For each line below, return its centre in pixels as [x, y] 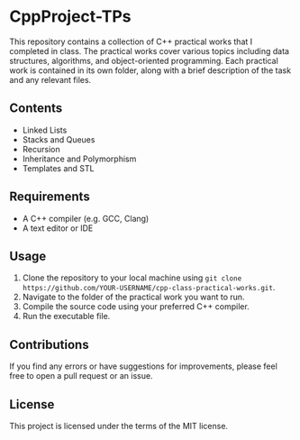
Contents [36, 109]
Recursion [41, 149]
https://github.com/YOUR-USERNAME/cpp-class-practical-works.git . [149, 288]
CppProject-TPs [71, 17]
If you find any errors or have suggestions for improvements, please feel [143, 366]
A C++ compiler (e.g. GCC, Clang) [86, 218]
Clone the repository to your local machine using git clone [132, 278]
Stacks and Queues [59, 139]
